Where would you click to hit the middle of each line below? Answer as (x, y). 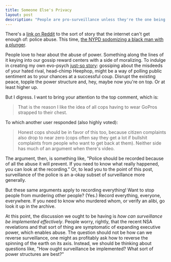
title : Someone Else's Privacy (39, 10)
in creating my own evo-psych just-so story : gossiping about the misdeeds (84, 66)
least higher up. (22, 87)
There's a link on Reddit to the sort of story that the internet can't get (78, 34)
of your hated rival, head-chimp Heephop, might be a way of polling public (84, 71)
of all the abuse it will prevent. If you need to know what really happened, (82, 164)
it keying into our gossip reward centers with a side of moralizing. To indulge (86, 60)
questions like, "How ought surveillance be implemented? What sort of (79, 249)
